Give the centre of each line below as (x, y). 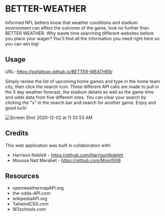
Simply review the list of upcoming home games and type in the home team (83, 81)
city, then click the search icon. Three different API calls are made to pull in (82, 86)
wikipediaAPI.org (30, 198)
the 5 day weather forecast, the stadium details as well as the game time (80, 92)
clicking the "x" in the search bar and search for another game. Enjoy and (81, 102)
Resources (22, 176)
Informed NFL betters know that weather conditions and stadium (72, 22)
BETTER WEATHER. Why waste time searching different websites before (80, 33)
